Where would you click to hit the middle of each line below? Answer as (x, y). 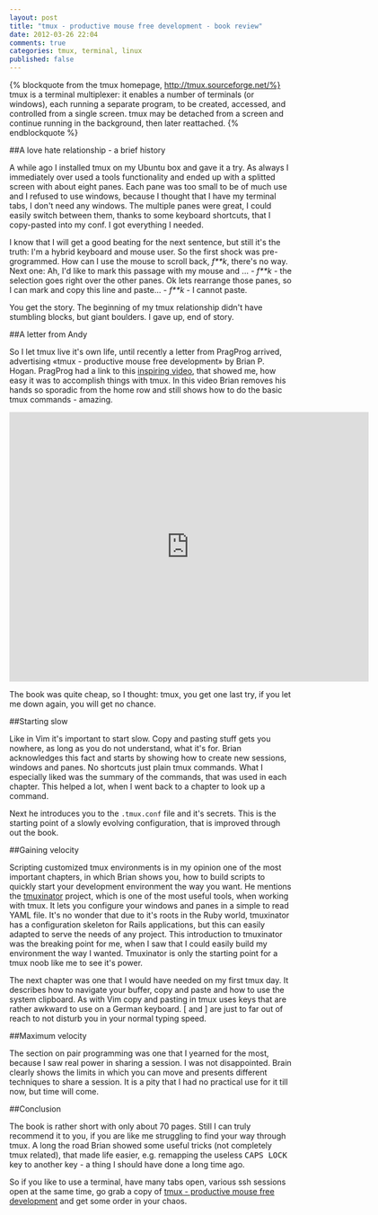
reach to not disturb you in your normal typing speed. (108, 1018)
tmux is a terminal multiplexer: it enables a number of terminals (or (132, 94)
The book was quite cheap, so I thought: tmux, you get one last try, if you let (150, 694)
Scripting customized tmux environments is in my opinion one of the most (145, 867)
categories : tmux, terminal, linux (76, 51)
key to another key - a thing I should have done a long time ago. (127, 1164)
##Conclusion (35, 1109)
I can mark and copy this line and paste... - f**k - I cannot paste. (128, 290)
